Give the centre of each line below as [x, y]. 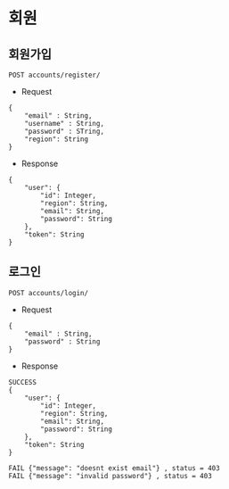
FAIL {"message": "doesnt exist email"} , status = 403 [114, 468]
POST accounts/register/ [54, 75]
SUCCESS [23, 382]
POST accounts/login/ [49, 293]
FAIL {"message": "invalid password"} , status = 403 [110, 476]
